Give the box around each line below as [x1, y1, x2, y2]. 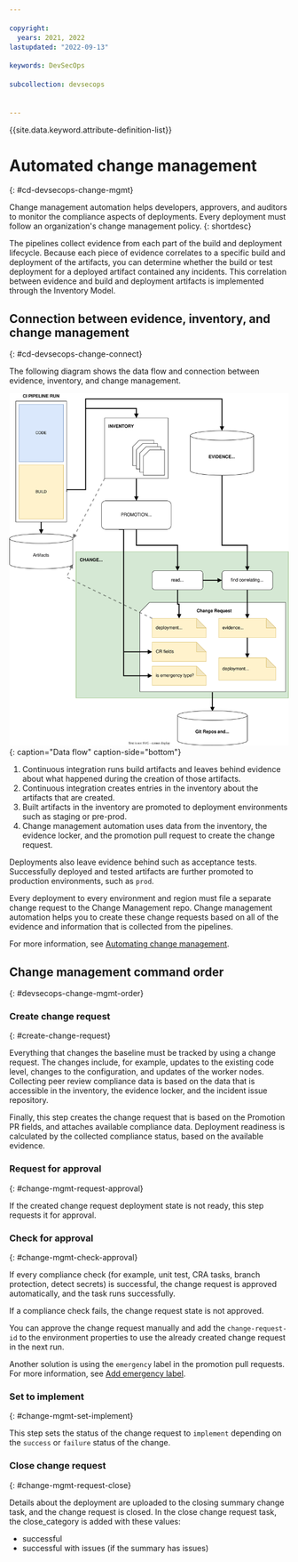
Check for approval [9, 1232, 94, 1244]
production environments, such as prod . [9, 876, 154, 887]
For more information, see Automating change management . [9, 938, 230, 949]
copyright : [9, 23, 50, 33]
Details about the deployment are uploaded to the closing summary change [9, 1497, 285, 1508]
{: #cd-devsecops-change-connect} [9, 349, 143, 359]
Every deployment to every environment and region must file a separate [9, 893, 272, 904]
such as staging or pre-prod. [21, 811, 127, 822]
